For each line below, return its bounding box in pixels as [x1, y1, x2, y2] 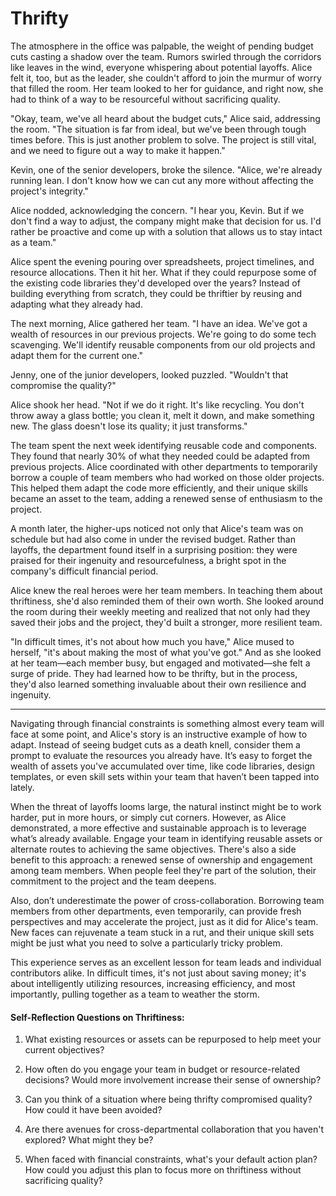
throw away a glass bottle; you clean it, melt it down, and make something [10, 409, 315, 421]
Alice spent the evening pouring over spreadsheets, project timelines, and [10, 255, 315, 267]
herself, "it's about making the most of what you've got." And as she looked [10, 646, 322, 658]
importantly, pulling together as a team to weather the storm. [10, 988, 260, 1000]
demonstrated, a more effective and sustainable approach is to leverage [10, 822, 307, 834]
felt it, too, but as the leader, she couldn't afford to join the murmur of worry [10, 72, 322, 84]
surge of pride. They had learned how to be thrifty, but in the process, [10, 667, 298, 679]
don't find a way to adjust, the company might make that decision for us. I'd [10, 215, 322, 227]
